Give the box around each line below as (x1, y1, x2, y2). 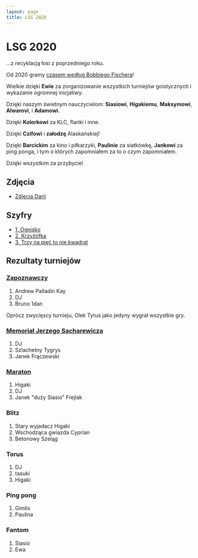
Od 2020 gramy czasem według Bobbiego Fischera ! (6, 71, 134, 78)
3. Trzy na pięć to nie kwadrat (14, 239, 88, 246)
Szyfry (6, 210, 32, 220)
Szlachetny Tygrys (14, 347, 61, 354)
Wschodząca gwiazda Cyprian (14, 428, 91, 436)
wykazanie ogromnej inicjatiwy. (6, 89, 83, 96)
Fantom (6, 526, 29, 534)
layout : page (6, 8, 39, 15)
